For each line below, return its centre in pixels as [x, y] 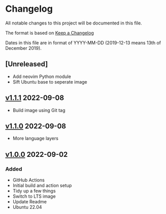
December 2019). [23, 48]
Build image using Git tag [39, 110]
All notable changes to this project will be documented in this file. [74, 23]
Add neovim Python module [42, 76]
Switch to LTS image [34, 196]
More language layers [35, 139]
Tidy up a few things [34, 191]
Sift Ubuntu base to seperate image [50, 82]
